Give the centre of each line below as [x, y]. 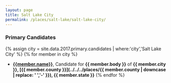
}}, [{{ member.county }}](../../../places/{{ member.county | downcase [89, 69]
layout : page [19, 10]
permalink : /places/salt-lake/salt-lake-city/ [56, 19]
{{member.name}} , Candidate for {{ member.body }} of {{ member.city [89, 64]
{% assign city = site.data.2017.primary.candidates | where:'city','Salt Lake [83, 49]
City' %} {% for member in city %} [42, 54]
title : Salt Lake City [29, 15]
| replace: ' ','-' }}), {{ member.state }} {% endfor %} [69, 75]
